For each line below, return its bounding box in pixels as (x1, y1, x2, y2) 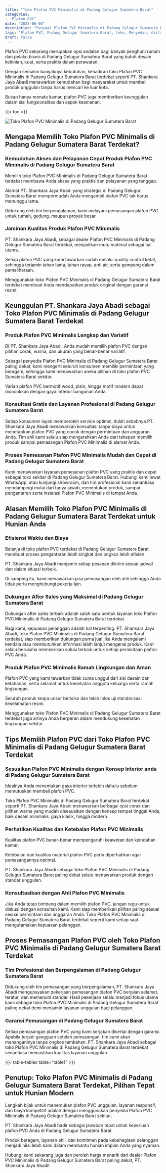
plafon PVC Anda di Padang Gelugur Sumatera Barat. (5, 1127, 113, 1133)
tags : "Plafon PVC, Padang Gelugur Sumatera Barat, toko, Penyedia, (5, 30, 149, 35)
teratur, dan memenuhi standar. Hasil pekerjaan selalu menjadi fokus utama (5, 994, 158, 1000)
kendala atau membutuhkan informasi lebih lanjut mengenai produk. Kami (5, 641, 155, 647)
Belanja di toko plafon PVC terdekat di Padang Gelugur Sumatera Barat (5, 546, 149, 552)
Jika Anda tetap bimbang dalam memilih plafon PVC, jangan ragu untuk (5, 901, 150, 907)
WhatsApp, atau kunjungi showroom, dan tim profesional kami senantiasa (5, 479, 155, 485)
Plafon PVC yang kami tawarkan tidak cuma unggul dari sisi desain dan (5, 675, 150, 681)
